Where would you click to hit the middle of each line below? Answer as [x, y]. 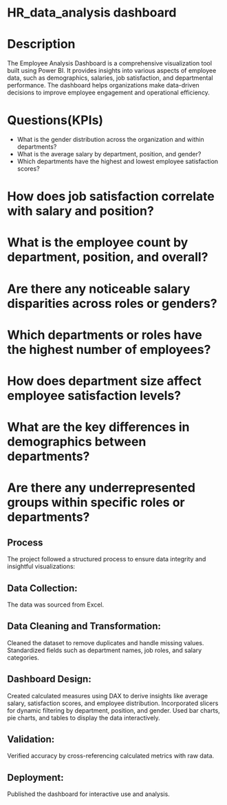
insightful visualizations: [41, 567]
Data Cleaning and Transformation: [84, 626]
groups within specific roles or [96, 502]
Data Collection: [42, 588]
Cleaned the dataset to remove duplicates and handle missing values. [106, 642]
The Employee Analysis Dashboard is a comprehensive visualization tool [109, 63]
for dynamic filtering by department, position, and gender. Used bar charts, [113, 710]
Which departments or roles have [105, 335]
